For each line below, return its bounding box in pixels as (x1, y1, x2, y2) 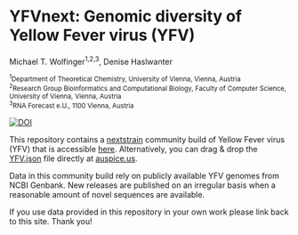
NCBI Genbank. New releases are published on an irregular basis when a (9, 180, 276, 190)
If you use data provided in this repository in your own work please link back (9, 207, 289, 217)
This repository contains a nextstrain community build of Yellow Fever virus (9, 134, 286, 145)
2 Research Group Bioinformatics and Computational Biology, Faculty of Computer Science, (9, 83, 286, 93)
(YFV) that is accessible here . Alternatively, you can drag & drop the (9, 144, 258, 155)
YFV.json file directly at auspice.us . (9, 153, 138, 164)
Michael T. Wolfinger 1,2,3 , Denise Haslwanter (9, 54, 173, 67)
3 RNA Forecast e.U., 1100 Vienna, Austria (9, 100, 134, 110)
